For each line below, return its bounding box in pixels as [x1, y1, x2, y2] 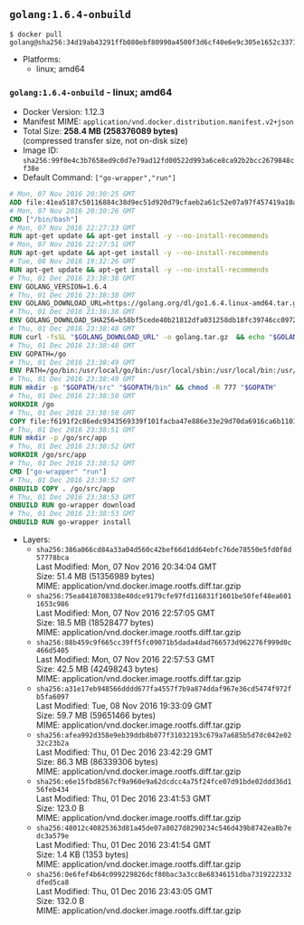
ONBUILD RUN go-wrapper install [9, 518, 131, 527]
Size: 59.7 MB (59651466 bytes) [35, 710, 157, 721]
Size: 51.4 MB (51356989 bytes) [35, 571, 156, 582]
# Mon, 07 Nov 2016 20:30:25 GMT [9, 190, 136, 199]
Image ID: [22, 145, 59, 156]
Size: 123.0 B [35, 803, 84, 814]
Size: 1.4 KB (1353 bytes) [35, 849, 129, 860]
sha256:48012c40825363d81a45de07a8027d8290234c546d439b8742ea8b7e [35, 824, 292, 833]
